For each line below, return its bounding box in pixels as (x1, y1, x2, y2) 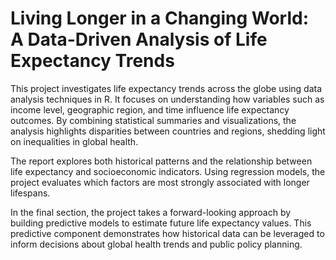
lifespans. (10, 187, 51, 199)
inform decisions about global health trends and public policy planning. (10, 238, 303, 250)
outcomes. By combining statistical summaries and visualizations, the (10, 114, 297, 126)
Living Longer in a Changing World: (10, 7, 310, 30)
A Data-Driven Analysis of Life (10, 28, 268, 51)
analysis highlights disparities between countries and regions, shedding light (10, 125, 326, 137)
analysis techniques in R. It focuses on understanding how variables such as (10, 93, 325, 105)
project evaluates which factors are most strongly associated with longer (10, 176, 310, 188)
